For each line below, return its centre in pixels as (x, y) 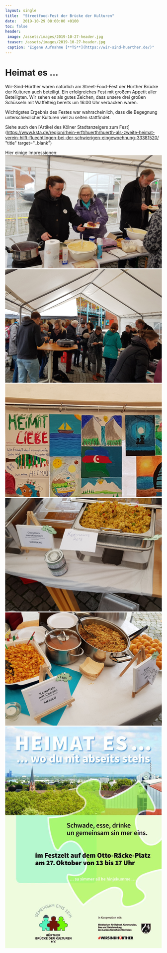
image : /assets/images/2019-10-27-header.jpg (55, 37)
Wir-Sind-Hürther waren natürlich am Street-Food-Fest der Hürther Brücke (82, 86)
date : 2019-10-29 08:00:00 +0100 (42, 21)
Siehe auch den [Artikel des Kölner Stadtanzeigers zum (62, 127)
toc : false (16, 26)
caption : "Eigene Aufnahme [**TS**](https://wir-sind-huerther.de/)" (81, 47)
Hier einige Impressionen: (32, 153)
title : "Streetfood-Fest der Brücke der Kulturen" (60, 16)
